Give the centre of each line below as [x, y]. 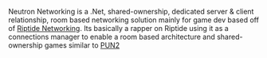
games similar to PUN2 [82, 45]
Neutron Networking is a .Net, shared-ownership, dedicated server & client [131, 12]
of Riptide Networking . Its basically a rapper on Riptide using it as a [118, 28]
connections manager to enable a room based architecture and [112, 37]
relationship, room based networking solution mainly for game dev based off [133, 20]
